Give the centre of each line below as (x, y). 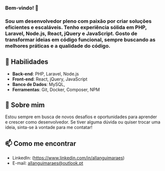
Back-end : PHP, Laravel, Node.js (46, 74)
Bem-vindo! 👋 (22, 8)
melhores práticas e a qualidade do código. (58, 45)
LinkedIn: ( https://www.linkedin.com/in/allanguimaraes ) (68, 158)
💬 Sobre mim (25, 105)
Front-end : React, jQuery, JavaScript (50, 79)
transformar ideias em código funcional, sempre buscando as (80, 40)
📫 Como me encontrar (41, 144)
